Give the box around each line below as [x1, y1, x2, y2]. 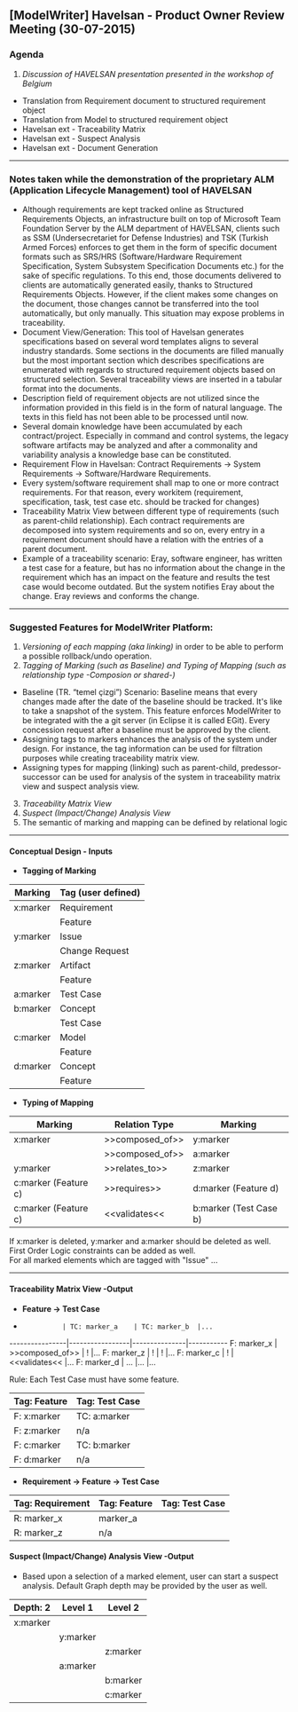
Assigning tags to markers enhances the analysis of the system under [21, 734, 278, 745]
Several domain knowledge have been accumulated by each [21, 421, 243, 431]
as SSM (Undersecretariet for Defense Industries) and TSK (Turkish [21, 232, 269, 243]
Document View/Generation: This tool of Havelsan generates [21, 327, 245, 337]
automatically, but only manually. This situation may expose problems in [21, 307, 286, 319]
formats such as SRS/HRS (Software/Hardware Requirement [21, 251, 242, 262]
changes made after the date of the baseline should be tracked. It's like [21, 697, 283, 707]
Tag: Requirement [13, 1496, 90, 1509]
